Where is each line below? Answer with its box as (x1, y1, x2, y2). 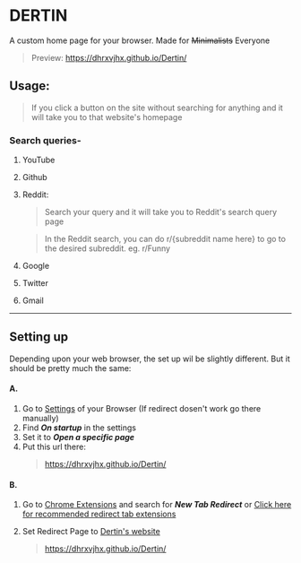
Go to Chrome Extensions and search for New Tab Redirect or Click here (21, 499, 292, 510)
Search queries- (9, 134, 82, 146)
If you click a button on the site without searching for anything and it (30, 102, 284, 113)
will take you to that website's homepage (30, 111, 183, 122)
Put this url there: (21, 441, 87, 453)
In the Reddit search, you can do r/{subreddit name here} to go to (44, 234, 287, 245)
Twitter (21, 278, 49, 289)
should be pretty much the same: (9, 362, 132, 373)
